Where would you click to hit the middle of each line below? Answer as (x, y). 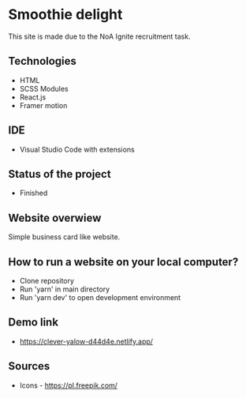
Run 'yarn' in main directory (65, 289)
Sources (29, 366)
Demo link (34, 323)
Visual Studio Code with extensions (77, 149)
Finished (34, 193)
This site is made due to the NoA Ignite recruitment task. (99, 36)
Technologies (43, 61)
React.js (33, 97)
